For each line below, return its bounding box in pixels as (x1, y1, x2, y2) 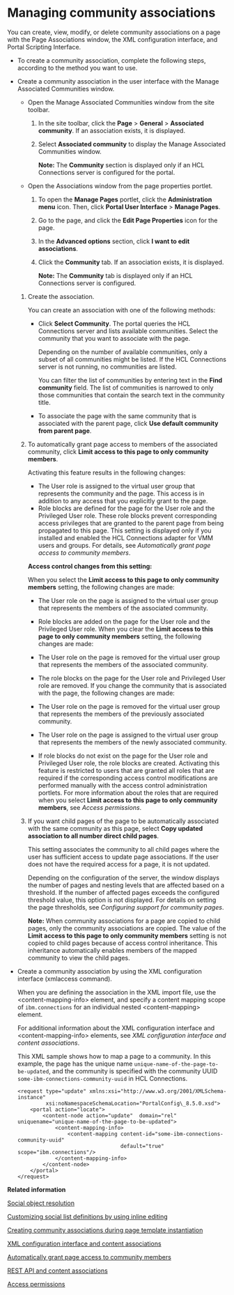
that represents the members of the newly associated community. (38, 737, 227, 746)
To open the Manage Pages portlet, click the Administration (38, 195, 212, 204)
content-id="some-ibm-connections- (120, 1131, 224, 1137)
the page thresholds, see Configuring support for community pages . (27, 903, 224, 911)
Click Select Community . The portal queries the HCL (38, 319, 191, 328)
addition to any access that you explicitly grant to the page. (38, 496, 208, 505)
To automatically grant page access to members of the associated (27, 440, 218, 448)
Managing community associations (7, 5, 216, 21)
